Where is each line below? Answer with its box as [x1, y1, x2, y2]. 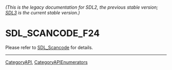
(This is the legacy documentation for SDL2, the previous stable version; [5, 4, 158, 10]
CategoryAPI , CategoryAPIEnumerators [5, 59, 88, 65]
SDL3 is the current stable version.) [5, 9, 80, 15]
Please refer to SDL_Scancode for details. [5, 44, 93, 51]
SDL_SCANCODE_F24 [5, 27, 100, 39]
